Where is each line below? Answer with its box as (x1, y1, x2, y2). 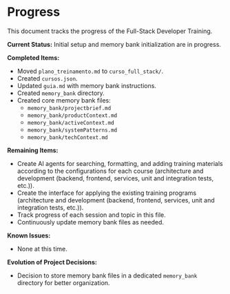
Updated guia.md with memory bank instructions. (17, 81, 157, 90)
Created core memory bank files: (17, 96, 112, 104)
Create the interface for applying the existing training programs (17, 189, 197, 197)
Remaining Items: (7, 146, 59, 154)
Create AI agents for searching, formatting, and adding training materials (17, 159, 223, 167)
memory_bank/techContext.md (27, 134, 108, 141)
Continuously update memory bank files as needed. (17, 218, 164, 226)
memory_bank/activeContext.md (27, 119, 115, 126)
